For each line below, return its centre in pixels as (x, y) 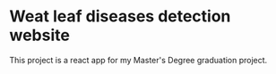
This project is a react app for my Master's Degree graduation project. (138, 60)
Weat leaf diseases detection (120, 16)
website (39, 35)
